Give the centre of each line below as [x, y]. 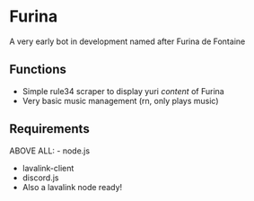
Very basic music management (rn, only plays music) [120, 100]
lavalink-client [48, 168]
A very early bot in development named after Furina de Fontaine [127, 41]
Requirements [49, 129]
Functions [38, 70]
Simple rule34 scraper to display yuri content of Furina [123, 91]
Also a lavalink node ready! [72, 187]
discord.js [40, 178]
